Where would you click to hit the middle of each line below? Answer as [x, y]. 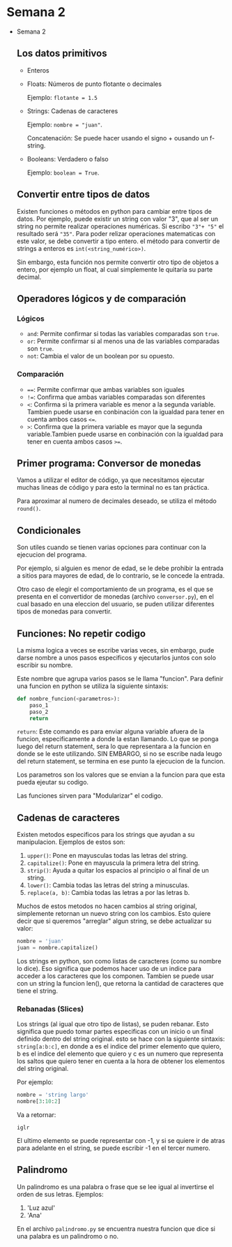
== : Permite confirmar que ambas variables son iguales [106, 389]
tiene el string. [37, 991]
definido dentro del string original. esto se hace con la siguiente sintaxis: [121, 1039]
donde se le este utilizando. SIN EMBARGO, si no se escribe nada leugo [119, 754]
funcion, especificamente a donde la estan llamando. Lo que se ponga [117, 739]
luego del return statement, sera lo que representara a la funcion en [114, 746]
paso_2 [39, 712]
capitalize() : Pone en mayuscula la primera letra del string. [113, 863]
